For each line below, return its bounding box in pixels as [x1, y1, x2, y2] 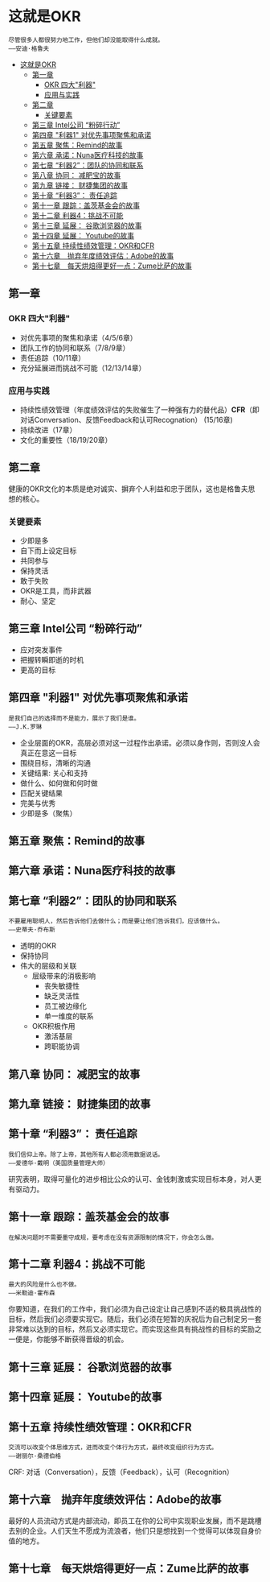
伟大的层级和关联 [19, 961, 77, 971]
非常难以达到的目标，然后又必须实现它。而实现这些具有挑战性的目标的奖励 [8, 1324, 255, 1334]
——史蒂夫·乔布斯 [8, 926, 55, 934]
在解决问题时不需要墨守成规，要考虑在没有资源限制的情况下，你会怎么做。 [8, 1233, 219, 1241]
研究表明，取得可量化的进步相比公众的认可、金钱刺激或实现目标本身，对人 [8, 1174, 255, 1183]
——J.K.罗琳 [8, 722, 43, 731]
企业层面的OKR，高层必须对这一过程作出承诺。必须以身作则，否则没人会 [19, 737, 260, 747]
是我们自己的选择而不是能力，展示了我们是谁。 [8, 714, 141, 722]
